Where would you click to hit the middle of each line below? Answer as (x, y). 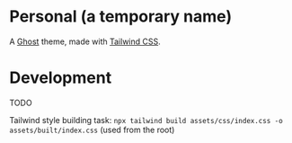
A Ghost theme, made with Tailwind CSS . (85, 41)
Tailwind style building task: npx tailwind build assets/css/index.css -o (146, 120)
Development (61, 78)
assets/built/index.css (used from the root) (92, 130)
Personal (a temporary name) (120, 17)
